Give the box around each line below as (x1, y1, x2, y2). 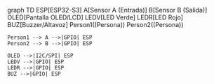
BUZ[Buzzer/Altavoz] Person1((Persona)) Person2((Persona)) (7, 21, 184, 28)
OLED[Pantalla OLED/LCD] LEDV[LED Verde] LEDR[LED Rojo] (7, 13, 184, 22)
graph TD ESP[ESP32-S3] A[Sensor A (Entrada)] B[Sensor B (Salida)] (7, 6, 208, 14)
